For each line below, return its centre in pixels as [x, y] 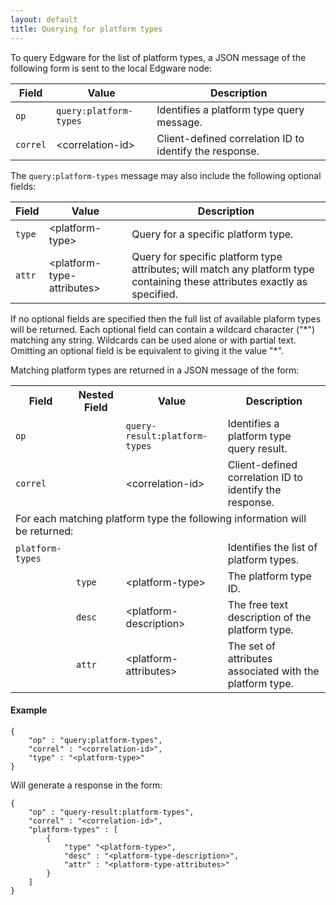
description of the [269, 617]
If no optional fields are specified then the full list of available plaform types [166, 318]
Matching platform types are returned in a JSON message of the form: [155, 370]
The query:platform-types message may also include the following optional [166, 175]
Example [29, 710]
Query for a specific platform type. [212, 234]
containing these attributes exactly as [219, 281]
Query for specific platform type [207, 256]
